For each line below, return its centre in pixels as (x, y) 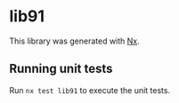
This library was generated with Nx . (74, 41)
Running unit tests (61, 69)
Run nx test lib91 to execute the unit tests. (90, 90)
